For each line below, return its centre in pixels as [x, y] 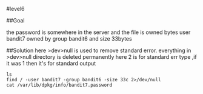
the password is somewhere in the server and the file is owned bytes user [98, 32]
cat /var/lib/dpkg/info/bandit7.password [59, 85]
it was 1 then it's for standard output [51, 63]
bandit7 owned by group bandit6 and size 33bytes [69, 39]
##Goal [15, 20]
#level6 [15, 9]
